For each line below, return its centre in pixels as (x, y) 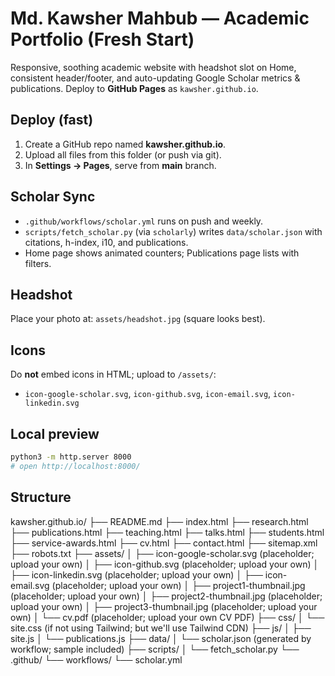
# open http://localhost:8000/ (75, 466)
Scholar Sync (53, 197)
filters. (38, 263)
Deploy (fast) (52, 120)
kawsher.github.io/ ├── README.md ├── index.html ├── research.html (159, 521)
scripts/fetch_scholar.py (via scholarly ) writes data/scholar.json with (173, 231)
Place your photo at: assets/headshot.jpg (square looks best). (138, 319)
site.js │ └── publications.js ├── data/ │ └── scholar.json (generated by (161, 638)
